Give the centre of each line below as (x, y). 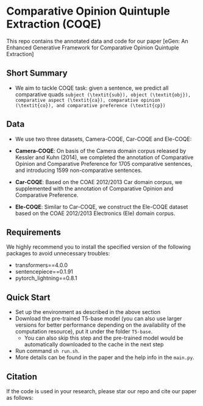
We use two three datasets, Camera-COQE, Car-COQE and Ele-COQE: (103, 139)
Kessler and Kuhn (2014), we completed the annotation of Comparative (104, 157)
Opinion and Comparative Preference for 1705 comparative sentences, (104, 163)
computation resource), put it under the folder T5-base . (84, 332)
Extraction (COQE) (54, 24)
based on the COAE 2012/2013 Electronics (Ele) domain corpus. (95, 213)
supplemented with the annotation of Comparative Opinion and (94, 188)
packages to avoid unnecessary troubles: (58, 254)
